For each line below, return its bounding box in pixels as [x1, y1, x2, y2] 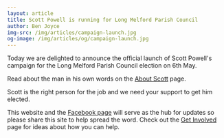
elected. [7, 95, 30, 103]
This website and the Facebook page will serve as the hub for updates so [7, 109, 214, 117]
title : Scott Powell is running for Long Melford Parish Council [7, 16, 198, 23]
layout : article [7, 10, 54, 17]
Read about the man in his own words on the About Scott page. [7, 74, 187, 83]
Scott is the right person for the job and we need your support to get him [7, 88, 213, 96]
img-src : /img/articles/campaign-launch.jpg [7, 29, 137, 36]
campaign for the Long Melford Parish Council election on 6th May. [7, 61, 197, 70]
